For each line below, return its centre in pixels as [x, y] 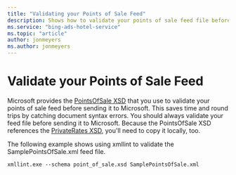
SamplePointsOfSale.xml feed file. [57, 151]
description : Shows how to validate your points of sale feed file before [119, 20]
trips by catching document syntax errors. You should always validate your [115, 115]
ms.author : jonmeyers [39, 46]
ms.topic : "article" [38, 33]
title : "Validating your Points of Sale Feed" [77, 14]
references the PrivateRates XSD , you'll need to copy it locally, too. [104, 130]
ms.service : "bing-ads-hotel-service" [64, 27]
